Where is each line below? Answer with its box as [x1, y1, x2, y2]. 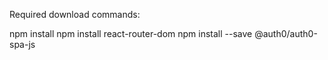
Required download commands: [9, 9, 141, 20]
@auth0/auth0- [254, 28, 318, 39]
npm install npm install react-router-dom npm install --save [9, 28, 253, 39]
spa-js [9, 39, 36, 50]
